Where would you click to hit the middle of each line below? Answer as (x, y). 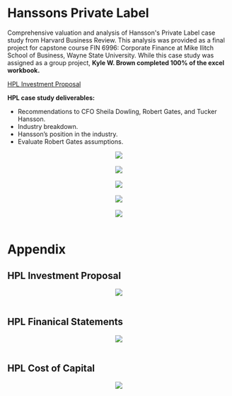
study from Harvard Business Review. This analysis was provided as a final (116, 40)
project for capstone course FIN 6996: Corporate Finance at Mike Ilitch (111, 47)
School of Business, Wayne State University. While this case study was (111, 55)
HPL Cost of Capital (51, 369)
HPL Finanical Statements (65, 322)
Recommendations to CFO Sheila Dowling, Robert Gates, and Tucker (117, 111)
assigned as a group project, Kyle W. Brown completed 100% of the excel (116, 62)
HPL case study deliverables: (51, 98)
